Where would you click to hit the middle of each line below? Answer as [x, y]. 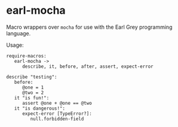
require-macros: [26, 56]
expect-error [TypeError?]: [57, 114]
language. [19, 33]
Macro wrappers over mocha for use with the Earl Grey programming [89, 27]
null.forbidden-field [57, 119]
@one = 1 [33, 87]
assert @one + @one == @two [57, 103]
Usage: [15, 45]
